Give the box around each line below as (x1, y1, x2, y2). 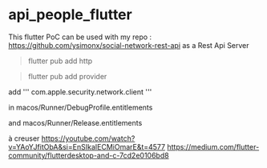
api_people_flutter (8, 6, 132, 24)
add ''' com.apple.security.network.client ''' (8, 86, 152, 97)
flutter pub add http (27, 56, 93, 66)
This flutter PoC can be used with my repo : (8, 32, 152, 42)
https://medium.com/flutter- (167, 142, 260, 151)
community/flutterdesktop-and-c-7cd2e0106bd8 (8, 150, 170, 160)
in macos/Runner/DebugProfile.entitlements (8, 102, 153, 112)
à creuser (8, 134, 40, 143)
